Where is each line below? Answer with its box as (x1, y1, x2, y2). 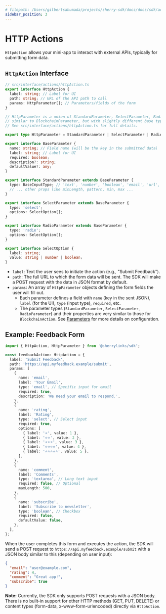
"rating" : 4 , (9, 570, 37, 575)
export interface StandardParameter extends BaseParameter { (5, 178, 134, 183)
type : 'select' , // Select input (18, 417, 87, 422)
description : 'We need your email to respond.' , (18, 394, 121, 399)
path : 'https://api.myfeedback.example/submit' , (9, 362, 112, 367)
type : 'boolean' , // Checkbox (18, 509, 81, 514)
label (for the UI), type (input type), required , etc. (19, 300, 121, 306)
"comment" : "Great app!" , (9, 574, 63, 579)
